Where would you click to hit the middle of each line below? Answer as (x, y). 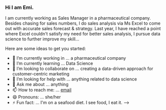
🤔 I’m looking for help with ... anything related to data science (75, 79)
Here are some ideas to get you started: (46, 49)
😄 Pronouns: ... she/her (36, 97)
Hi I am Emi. (20, 7)
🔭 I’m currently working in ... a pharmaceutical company (69, 58)
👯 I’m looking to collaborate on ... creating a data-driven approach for (83, 69)
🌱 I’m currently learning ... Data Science (53, 64)
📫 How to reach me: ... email (42, 90)
